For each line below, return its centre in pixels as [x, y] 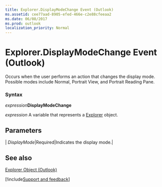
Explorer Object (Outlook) [31, 169]
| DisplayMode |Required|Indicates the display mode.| [59, 142]
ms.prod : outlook [23, 23]
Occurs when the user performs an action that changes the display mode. [80, 76]
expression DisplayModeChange [38, 105]
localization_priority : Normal [37, 28]
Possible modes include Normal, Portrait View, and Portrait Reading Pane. [80, 82]
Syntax [14, 94]
